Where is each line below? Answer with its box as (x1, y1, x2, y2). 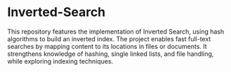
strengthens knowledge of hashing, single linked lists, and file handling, (7, 50, 214, 58)
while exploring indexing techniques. (7, 57, 114, 65)
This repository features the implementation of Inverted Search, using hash (7, 27, 225, 36)
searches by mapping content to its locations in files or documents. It (7, 42, 207, 50)
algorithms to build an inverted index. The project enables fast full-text (7, 34, 211, 43)
